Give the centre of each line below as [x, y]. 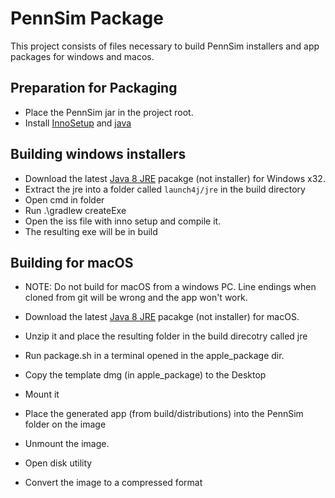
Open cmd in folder [64, 199]
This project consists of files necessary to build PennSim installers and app [165, 46]
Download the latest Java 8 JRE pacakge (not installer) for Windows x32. [175, 178]
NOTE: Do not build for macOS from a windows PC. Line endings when [170, 287]
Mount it [42, 394]
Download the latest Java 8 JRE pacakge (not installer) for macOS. [162, 317]
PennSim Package [87, 18]
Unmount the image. [67, 444]
